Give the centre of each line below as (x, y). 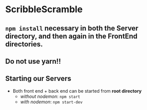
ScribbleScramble (44, 9)
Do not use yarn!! (33, 61)
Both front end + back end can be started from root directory (77, 91)
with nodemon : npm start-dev (51, 102)
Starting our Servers (38, 79)
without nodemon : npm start (50, 96)
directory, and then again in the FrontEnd (71, 36)
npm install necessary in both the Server (72, 28)
